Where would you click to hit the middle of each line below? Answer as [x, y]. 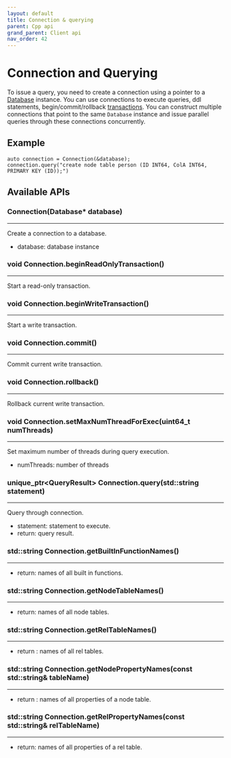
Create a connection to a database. [57, 233]
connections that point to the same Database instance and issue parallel [108, 114]
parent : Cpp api [30, 26]
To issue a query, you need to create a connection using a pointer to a [106, 92]
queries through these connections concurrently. [76, 122]
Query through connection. [45, 513]
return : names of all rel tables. [60, 651]
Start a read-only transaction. [49, 286]
